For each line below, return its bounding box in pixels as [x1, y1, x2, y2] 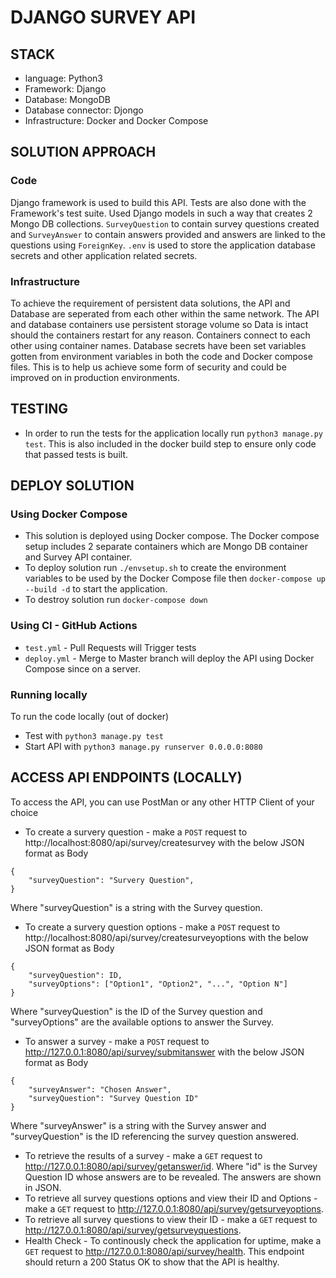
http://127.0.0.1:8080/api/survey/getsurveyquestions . [24, 1224, 242, 1236]
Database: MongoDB [24, 94, 111, 105]
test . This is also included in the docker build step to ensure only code [24, 437, 317, 450]
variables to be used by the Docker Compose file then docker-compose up [24, 572, 326, 585]
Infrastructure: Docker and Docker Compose [24, 115, 209, 126]
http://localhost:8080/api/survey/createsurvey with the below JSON [24, 836, 305, 848]
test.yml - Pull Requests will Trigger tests [24, 641, 197, 653]
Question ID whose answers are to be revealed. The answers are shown [24, 1171, 322, 1183]
